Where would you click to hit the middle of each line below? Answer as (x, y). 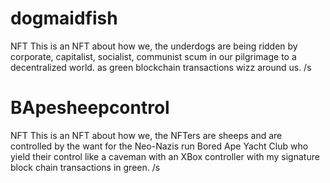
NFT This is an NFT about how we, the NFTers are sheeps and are (146, 135)
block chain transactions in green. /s (85, 167)
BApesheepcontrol (90, 108)
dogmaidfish (64, 18)
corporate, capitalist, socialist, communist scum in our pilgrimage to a (153, 56)
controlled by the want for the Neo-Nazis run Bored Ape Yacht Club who (159, 146)
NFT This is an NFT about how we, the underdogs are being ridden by (154, 46)
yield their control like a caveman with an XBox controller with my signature (165, 156)
